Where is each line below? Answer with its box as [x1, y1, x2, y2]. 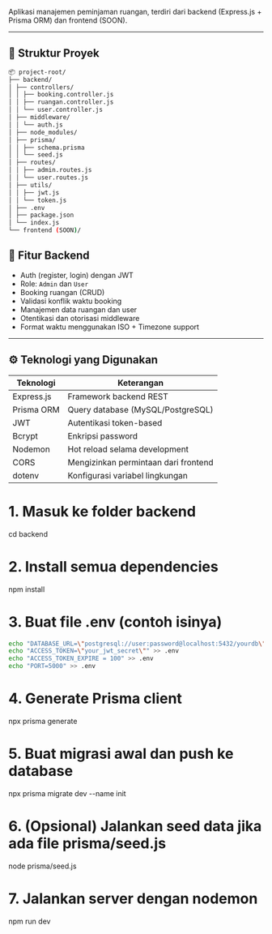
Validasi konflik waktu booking [19, 296, 122, 306]
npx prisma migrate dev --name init [8, 788, 127, 798]
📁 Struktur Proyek [8, 46, 100, 60]
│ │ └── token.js [8, 196, 67, 204]
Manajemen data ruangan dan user [19, 304, 138, 315]
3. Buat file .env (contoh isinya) [8, 612, 223, 631]
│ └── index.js [8, 219, 60, 227]
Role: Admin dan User [19, 279, 89, 289]
